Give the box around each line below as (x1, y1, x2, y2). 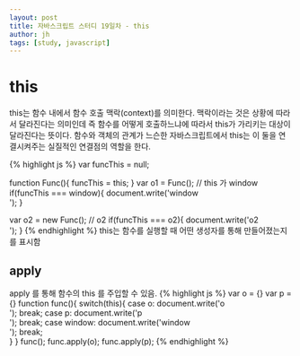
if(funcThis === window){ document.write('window (9, 187, 199, 198)
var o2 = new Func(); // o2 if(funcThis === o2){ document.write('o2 (9, 214, 259, 225)
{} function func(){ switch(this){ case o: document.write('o (9, 298, 225, 308)
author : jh (9, 30, 50, 39)
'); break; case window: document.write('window (9, 317, 190, 327)
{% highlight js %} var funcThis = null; (9, 159, 150, 170)
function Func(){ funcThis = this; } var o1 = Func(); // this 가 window (9, 178, 259, 188)
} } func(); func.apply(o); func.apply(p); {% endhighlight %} (9, 336, 229, 346)
